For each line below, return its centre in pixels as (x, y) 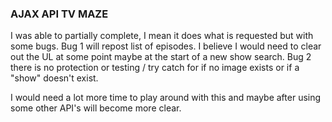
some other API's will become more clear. (96, 108)
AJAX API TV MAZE (59, 14)
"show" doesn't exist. (54, 78)
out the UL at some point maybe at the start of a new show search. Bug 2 (161, 57)
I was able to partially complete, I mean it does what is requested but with (162, 36)
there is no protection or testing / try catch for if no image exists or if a (155, 68)
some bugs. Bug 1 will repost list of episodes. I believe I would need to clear (166, 46)
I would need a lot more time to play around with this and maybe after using (166, 98)
